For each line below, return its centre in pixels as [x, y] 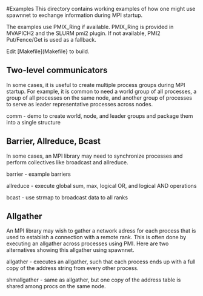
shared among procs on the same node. [56, 286]
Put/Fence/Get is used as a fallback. [52, 40]
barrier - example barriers [38, 174]
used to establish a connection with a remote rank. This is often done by [96, 237]
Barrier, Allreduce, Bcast [54, 141]
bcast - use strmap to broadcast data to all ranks [67, 197]
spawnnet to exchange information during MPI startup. [75, 15]
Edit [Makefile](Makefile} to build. [48, 51]
